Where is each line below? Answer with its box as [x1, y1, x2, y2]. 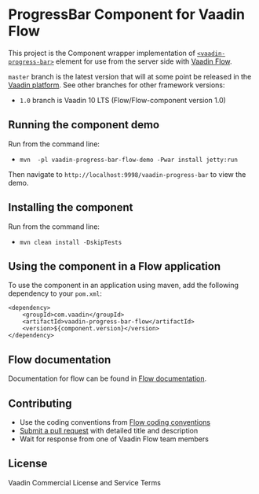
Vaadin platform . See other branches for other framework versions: [8, 80, 225, 90]
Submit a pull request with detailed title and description [19, 426, 199, 435]
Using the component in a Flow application [8, 260, 221, 273]
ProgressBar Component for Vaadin [8, 6, 246, 24]
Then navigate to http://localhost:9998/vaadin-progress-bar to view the [8, 169, 246, 179]
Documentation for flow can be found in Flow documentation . [8, 374, 207, 383]
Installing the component [8, 201, 133, 214]
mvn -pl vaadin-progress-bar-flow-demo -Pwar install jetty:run [19, 156, 238, 164]
